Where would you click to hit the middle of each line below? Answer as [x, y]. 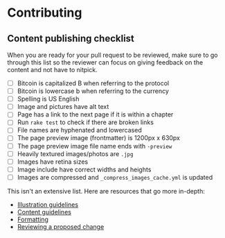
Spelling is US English [48, 99]
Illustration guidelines [47, 204]
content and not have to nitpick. [53, 70]
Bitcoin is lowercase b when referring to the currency [93, 91]
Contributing [45, 13]
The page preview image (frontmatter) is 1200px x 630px [99, 138]
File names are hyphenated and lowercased [79, 130]
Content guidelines [44, 212]
